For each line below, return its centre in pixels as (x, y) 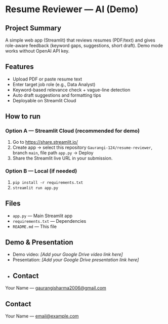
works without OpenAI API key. (37, 51)
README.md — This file (35, 226)
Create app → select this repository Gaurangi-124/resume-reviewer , (82, 147)
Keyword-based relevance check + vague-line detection (71, 90)
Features (19, 67)
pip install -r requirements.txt (48, 183)
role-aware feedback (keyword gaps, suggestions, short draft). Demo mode (84, 46)
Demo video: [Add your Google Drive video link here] (68, 255)
